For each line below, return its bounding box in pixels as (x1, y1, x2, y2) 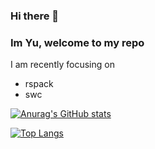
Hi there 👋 (10, 9, 60, 23)
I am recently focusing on (10, 59, 115, 71)
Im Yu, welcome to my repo (10, 35, 145, 49)
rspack (24, 78, 54, 90)
